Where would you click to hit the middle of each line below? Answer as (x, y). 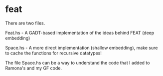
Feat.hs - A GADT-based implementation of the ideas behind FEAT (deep (80, 32)
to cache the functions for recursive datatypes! (54, 53)
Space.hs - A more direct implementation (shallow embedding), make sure (81, 47)
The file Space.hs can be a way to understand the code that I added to (78, 62)
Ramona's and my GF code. (34, 68)
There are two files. (25, 23)
